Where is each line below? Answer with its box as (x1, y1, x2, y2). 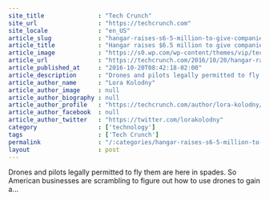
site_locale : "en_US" (8, 26, 130, 34)
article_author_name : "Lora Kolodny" (8, 78, 156, 86)
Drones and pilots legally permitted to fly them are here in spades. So (8, 167, 237, 177)
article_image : (8, 49, 102, 57)
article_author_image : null (8, 86, 120, 94)
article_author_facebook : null (8, 109, 120, 117)
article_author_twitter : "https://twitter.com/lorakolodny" (8, 116, 224, 124)
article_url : (8, 57, 102, 65)
